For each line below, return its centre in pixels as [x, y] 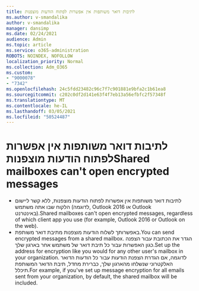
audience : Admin [26, 39]
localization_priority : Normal [45, 61]
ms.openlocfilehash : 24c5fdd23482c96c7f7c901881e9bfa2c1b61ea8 [86, 89]
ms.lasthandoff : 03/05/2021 [41, 111]
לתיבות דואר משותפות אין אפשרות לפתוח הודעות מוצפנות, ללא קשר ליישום [98, 201]
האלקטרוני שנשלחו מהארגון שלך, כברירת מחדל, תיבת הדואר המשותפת [94, 264]
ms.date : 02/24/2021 [32, 34]
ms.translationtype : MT [36, 100]
